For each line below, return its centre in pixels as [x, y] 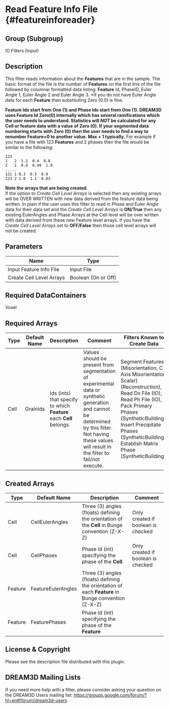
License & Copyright [38, 649]
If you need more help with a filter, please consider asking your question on [83, 689]
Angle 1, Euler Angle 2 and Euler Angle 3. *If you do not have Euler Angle [81, 95]
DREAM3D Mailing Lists [43, 678]
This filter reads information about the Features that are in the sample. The [83, 79]
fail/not [92, 460]
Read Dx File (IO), [141, 393]
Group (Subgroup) [34, 39]
